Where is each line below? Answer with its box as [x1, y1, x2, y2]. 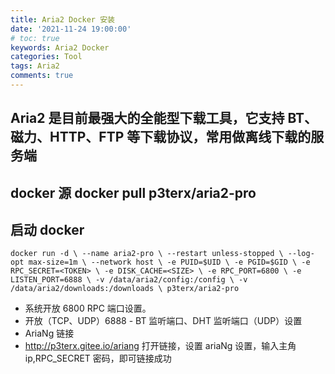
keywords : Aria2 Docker [10, 42, 110, 53]
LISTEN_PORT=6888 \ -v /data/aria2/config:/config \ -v [10, 275, 248, 285]
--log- [287, 249, 315, 259]
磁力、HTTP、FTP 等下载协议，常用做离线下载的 [10, 129, 312, 146]
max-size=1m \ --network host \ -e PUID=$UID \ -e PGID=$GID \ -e [28, 257, 311, 268]
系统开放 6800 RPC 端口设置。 [24, 302, 152, 315]
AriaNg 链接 [24, 327, 75, 340]
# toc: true [10, 33, 60, 43]
